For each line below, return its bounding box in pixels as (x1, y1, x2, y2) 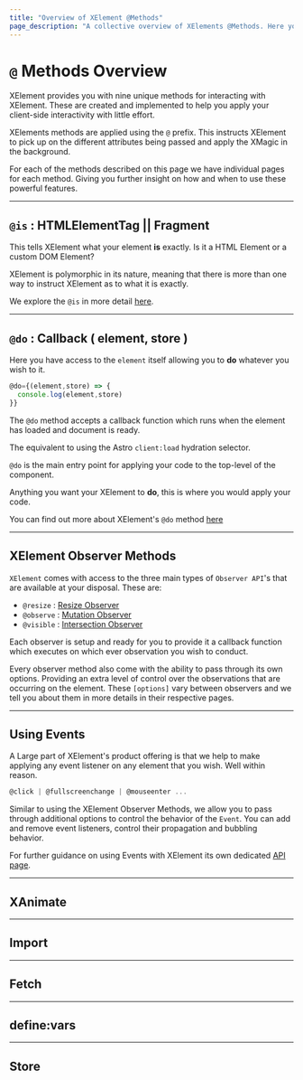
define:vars (9, 1018, 77, 1033)
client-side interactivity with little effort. (9, 109, 155, 120)
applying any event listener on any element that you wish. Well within (9, 760, 266, 771)
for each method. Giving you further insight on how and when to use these (9, 174, 287, 184)
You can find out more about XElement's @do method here (9, 513, 224, 524)
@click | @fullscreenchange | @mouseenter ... (9, 787, 188, 796)
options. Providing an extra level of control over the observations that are (9, 672, 281, 683)
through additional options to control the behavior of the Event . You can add (9, 813, 291, 824)
